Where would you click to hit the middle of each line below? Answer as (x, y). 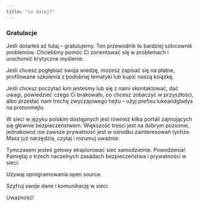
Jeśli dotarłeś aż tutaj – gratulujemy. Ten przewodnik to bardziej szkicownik (99, 46)
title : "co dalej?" (31, 12)
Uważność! (20, 197)
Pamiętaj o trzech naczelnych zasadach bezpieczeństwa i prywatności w (97, 156)
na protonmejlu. (25, 107)
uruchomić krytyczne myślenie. (45, 58)
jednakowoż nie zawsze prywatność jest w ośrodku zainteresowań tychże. (98, 132)
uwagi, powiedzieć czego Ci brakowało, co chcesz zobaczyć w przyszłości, (100, 94)
